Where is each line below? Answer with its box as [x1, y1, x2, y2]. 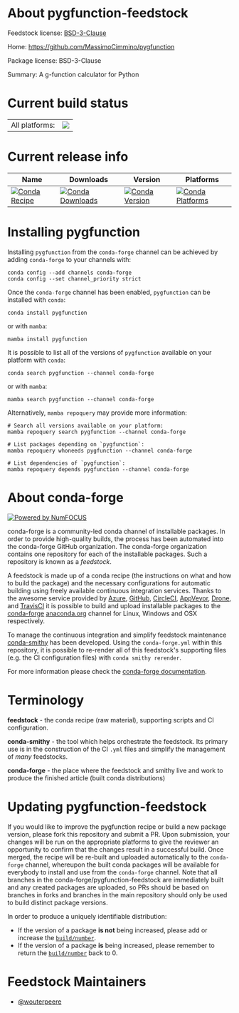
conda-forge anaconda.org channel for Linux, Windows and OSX [7, 609, 198, 618]
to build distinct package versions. [7, 898, 108, 907]
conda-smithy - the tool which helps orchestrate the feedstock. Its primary [7, 737, 228, 745]
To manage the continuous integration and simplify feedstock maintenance [7, 630, 227, 639]
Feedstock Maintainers [7, 973, 147, 989]
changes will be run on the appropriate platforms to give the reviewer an [7, 837, 219, 846]
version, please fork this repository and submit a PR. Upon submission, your [7, 830, 230, 838]
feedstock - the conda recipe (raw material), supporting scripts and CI [7, 715, 215, 724]
